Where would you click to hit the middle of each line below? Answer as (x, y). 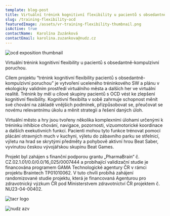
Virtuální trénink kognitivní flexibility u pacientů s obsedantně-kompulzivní (82, 62)
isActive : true (21, 29)
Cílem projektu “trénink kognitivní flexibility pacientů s (61, 78)
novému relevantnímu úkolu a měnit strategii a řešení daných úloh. (74, 110)
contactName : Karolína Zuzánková (42, 33)
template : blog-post (27, 10)
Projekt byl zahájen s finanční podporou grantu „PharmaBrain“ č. (73, 156)
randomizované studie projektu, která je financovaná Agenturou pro (76, 178)
